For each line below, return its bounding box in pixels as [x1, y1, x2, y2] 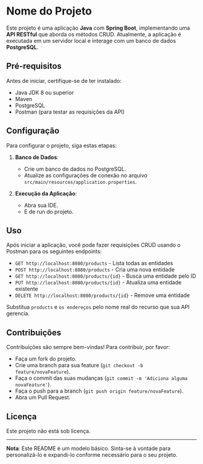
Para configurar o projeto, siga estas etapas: [6, 142, 117, 149]
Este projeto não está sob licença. [6, 428, 91, 434]
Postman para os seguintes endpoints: [6, 248, 102, 255]
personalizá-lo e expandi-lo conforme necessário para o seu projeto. [6, 451, 178, 458]
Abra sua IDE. [24, 201, 59, 209]
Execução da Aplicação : [14, 189, 77, 197]
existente [14, 286, 38, 293]
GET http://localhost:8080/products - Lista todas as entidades [14, 260, 173, 267]
